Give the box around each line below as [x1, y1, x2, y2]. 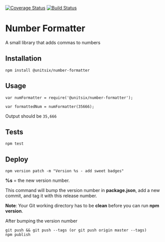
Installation [5, 54, 42, 63]
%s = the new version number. [5, 177, 70, 183]
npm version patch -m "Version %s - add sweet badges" [5, 169, 124, 174]
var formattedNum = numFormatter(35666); [5, 104, 95, 109]
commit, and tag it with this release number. [5, 193, 97, 199]
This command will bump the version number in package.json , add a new [5, 187, 160, 194]
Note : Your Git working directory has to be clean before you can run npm [5, 203, 159, 209]
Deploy [5, 155, 29, 164]
